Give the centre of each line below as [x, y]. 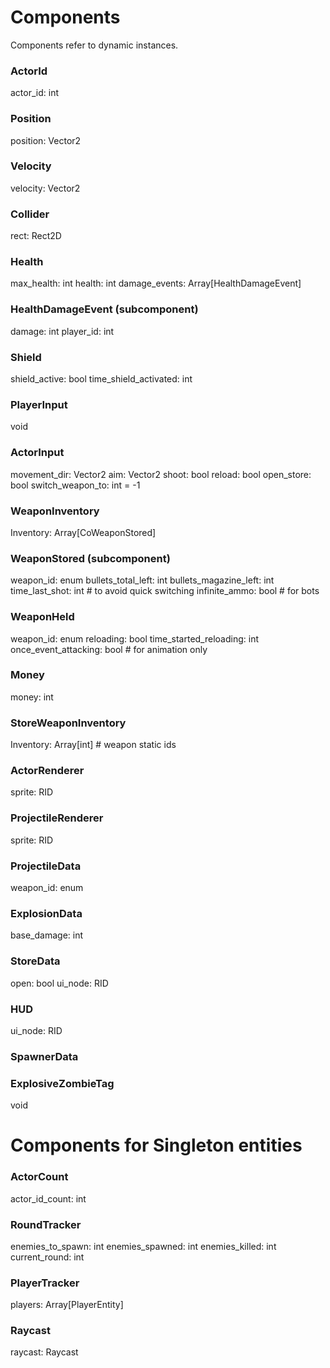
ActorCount [39, 1177]
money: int [32, 697]
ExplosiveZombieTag [62, 1083]
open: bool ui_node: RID [59, 983]
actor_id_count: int [48, 1198]
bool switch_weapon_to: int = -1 [75, 485]
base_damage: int [47, 935]
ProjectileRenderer [57, 818]
